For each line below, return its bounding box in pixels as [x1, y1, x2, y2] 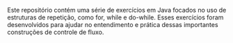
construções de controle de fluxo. [7, 28, 104, 36]
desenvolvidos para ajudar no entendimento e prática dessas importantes [7, 21, 218, 28]
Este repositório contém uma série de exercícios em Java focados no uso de [7, 6, 227, 14]
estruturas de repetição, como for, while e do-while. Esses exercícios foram [7, 13, 224, 21]
